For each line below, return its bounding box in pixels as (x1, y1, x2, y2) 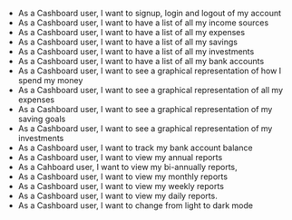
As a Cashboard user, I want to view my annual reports (17, 152, 223, 162)
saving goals (17, 113, 66, 124)
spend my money (17, 75, 83, 85)
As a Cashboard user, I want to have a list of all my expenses (17, 27, 246, 37)
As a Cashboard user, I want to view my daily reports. (17, 190, 218, 201)
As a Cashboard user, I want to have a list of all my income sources (17, 17, 269, 28)
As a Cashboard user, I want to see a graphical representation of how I (17, 65, 282, 76)
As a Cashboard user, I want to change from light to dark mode (17, 200, 254, 211)
